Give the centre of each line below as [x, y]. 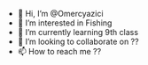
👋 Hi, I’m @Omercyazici [60, 14]
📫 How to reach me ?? [59, 51]
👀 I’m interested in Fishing [65, 23]
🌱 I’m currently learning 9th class [78, 32]
